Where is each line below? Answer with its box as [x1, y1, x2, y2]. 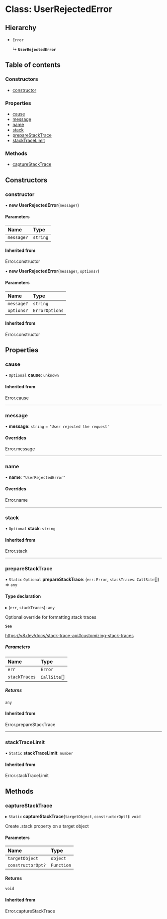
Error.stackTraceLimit [5, 773, 49, 779]
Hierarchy [5, 23, 37, 32]
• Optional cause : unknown [5, 372, 59, 378]
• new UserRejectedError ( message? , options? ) [5, 268, 99, 274]
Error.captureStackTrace [5, 908, 56, 914]
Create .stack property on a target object [5, 823, 89, 829]
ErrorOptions [33, 307, 64, 313]
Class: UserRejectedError [5, 3, 113, 15]
